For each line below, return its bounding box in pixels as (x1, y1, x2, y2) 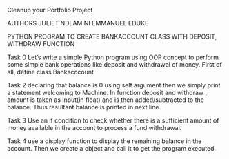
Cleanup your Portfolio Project (7, 6, 93, 14)
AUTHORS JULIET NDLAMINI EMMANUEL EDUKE (7, 19, 149, 27)
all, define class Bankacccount (7, 68, 94, 76)
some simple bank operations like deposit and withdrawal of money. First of (7, 61, 222, 68)
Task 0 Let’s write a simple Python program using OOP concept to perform (7, 53, 219, 61)
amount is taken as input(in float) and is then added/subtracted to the (7, 96, 205, 104)
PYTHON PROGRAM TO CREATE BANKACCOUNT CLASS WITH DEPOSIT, (7, 32, 217, 41)
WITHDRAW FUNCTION (7, 40, 75, 47)
